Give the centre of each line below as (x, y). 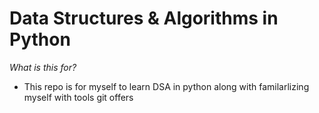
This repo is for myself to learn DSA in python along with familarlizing (166, 86)
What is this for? (43, 67)
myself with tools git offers (78, 97)
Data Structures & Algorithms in (144, 18)
